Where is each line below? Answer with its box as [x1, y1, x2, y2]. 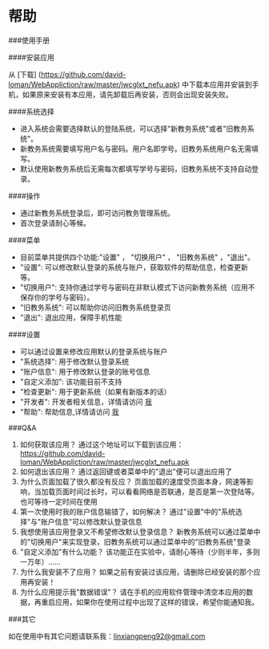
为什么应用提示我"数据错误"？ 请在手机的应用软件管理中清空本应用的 [19, 587, 247, 597]
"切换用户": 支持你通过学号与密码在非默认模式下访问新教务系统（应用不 [19, 282, 255, 292]
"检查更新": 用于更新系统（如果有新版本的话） [19, 386, 171, 396]
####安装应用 [8, 52, 54, 62]
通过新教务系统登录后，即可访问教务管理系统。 [19, 208, 175, 218]
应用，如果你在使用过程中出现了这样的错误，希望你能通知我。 [54, 597, 259, 606]
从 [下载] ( [8, 69, 42, 79]
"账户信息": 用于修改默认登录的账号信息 [19, 366, 151, 376]
